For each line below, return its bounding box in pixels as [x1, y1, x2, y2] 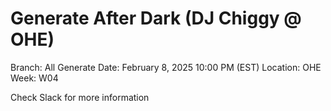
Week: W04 [10, 72, 59, 84]
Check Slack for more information [10, 91, 150, 103]
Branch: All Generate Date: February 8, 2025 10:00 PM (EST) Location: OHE [10, 61, 322, 73]
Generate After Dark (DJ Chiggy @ [10, 7, 302, 30]
